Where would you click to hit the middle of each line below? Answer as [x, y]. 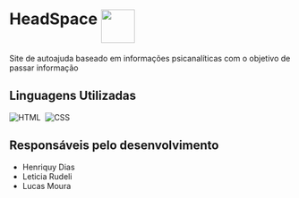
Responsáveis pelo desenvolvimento [114, 146]
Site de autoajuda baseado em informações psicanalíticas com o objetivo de [150, 58]
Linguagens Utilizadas [73, 96]
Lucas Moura [47, 186]
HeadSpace [54, 19]
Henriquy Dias [48, 167]
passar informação [44, 68]
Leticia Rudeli [47, 176]
